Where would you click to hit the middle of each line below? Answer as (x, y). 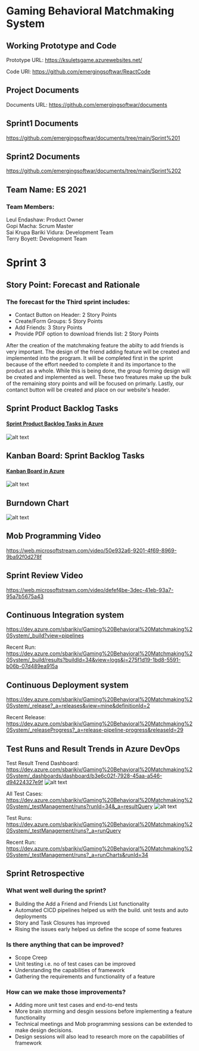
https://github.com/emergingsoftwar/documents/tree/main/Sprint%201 (93, 138)
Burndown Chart (38, 503)
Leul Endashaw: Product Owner (45, 220)
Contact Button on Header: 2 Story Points (66, 315)
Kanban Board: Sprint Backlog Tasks (75, 456)
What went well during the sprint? (56, 890)
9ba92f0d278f (24, 557)
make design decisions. (44, 1030)
